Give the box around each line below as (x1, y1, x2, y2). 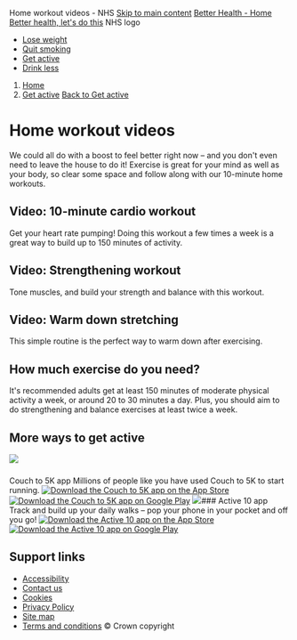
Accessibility (21, 573, 69, 584)
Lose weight (21, 35, 68, 45)
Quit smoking (21, 44, 71, 54)
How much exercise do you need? (9, 361, 200, 377)
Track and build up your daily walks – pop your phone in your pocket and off (9, 505, 289, 515)
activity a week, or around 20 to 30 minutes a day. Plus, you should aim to (9, 395, 280, 406)
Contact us (21, 582, 63, 593)
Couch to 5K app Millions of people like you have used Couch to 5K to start (9, 475, 285, 486)
